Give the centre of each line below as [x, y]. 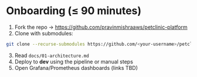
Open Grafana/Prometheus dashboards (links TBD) [76, 68]
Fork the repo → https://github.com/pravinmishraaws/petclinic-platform [101, 27]
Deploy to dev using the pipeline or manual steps [74, 61]
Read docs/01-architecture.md [52, 55]
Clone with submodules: [44, 33]
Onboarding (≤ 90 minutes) [74, 11]
